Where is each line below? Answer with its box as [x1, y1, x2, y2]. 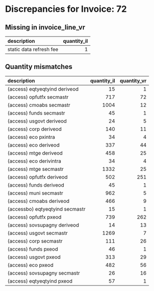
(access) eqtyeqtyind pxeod [7, 277, 73, 284]
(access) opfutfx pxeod [7, 213, 62, 220]
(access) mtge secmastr [7, 165, 64, 172]
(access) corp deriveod [7, 126, 62, 132]
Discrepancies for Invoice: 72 [5, 3, 127, 15]
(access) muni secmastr [7, 190, 63, 196]
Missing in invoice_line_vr [5, 23, 85, 32]
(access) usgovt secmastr [7, 229, 68, 236]
